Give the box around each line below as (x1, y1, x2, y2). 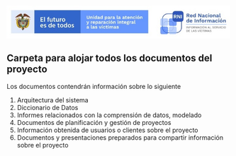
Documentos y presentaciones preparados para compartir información (16, 133, 224, 142)
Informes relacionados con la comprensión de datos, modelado (16, 111, 202, 119)
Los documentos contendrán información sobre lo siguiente (6, 82, 181, 90)
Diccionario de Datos (16, 103, 79, 112)
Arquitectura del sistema (16, 95, 89, 104)
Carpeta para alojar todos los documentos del (6, 52, 213, 64)
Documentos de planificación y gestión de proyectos (16, 118, 172, 126)
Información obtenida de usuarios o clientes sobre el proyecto (16, 126, 198, 134)
